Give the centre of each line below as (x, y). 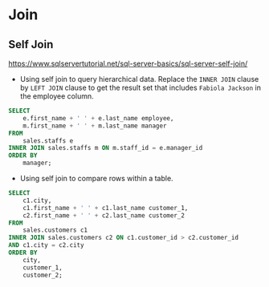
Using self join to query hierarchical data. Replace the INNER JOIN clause (139, 79)
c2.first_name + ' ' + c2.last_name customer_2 (104, 215)
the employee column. (57, 96)
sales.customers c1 (55, 230)
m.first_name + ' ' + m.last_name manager (95, 126)
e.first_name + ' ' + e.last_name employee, (98, 118)
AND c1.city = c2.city (46, 245)
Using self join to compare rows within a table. (97, 178)
